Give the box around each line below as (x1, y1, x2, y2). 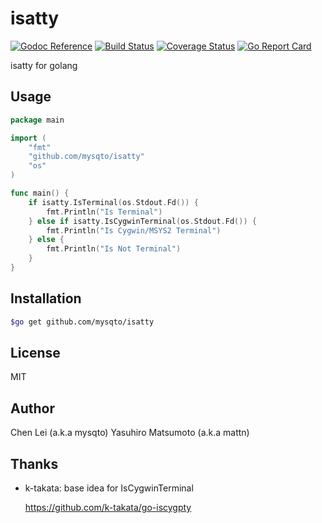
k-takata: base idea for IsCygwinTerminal (24, 482, 194, 494)
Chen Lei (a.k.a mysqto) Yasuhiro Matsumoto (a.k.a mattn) (10, 427, 250, 439)
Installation (10, 290, 82, 307)
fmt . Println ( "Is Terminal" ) (46, 207, 163, 217)
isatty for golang (10, 59, 78, 71)
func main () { (10, 188, 70, 198)
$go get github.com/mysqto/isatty (10, 317, 155, 327)
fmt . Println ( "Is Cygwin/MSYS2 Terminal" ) (46, 225, 222, 236)
